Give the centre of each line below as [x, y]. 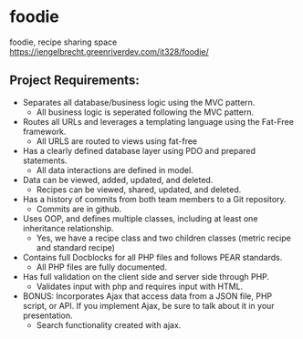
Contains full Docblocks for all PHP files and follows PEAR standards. [152, 257]
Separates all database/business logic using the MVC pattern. [139, 102]
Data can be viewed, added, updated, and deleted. [118, 180]
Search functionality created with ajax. [109, 324]
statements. [45, 160]
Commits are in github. [79, 209]
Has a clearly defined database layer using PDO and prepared [139, 150]
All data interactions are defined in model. [115, 169]
